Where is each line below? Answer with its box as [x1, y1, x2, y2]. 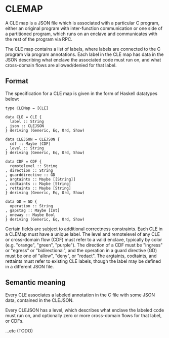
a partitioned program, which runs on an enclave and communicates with [5, 30, 158, 37]
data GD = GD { [5, 199, 37, 204]
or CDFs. [5, 318, 24, 324]
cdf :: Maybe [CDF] [10, 141, 51, 146]
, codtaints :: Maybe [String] [5, 181, 71, 186]
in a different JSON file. [5, 263, 54, 269]
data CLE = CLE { [5, 114, 42, 119]
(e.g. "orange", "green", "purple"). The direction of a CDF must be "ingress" [5, 242, 163, 248]
